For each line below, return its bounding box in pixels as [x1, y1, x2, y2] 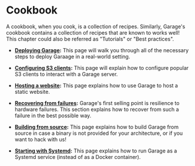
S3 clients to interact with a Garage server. [14, 70, 118, 77]
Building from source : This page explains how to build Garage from [14, 123, 179, 130]
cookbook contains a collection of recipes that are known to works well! [6, 29, 180, 36]
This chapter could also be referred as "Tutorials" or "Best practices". [6, 35, 174, 42]
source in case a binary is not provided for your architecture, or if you [14, 130, 183, 137]
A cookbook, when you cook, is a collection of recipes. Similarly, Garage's [6, 23, 186, 30]
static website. [14, 88, 50, 95]
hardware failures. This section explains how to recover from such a [14, 106, 179, 113]
